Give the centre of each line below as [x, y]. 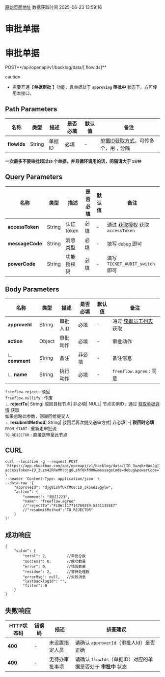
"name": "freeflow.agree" [49, 502]
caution [13, 77]
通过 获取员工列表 [133, 321]
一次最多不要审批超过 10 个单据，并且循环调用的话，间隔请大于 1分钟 [73, 161]
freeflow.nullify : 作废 [29, 398]
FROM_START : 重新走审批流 [31, 428]
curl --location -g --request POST [41, 462]
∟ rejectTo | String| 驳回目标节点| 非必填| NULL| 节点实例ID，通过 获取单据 [80, 404]
